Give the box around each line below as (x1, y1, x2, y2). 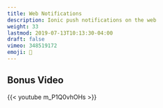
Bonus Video (7, 74, 64, 87)
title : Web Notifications (7, 10, 82, 17)
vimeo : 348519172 (7, 42, 58, 49)
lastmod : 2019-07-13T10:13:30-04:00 (7, 29, 113, 37)
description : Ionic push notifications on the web (7, 17, 157, 24)
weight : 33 (7, 23, 39, 30)
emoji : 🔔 (7, 49, 33, 56)
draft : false (7, 36, 45, 43)
